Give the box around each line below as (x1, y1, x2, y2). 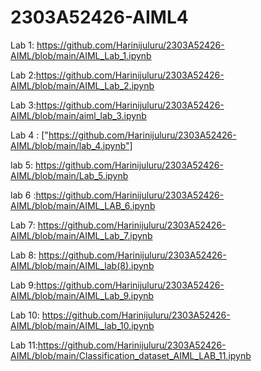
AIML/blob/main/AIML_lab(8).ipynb (10, 259, 155, 271)
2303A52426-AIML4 (10, 6, 189, 29)
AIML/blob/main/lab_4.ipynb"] (10, 139, 133, 151)
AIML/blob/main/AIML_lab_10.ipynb (10, 319, 155, 331)
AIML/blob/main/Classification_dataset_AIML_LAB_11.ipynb (10, 349, 252, 361)
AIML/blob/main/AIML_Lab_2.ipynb (10, 79, 155, 91)
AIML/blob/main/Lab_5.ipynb (10, 169, 129, 181)
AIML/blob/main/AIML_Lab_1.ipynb (10, 49, 152, 61)
